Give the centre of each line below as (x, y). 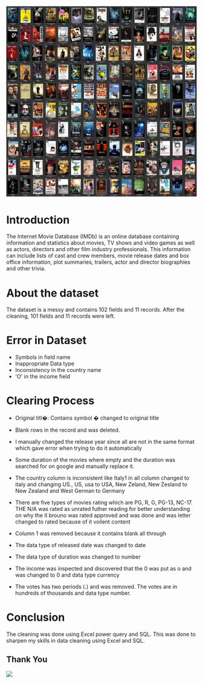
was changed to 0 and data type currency (67, 575)
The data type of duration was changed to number (78, 557)
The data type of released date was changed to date (80, 545)
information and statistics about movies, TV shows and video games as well (101, 243)
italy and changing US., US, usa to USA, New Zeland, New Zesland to (101, 484)
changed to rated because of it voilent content (73, 522)
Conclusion (36, 617)
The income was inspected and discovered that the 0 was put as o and (103, 569)
